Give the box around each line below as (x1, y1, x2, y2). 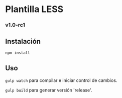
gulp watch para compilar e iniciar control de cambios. (5, 77, 117, 83)
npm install (5, 50, 30, 55)
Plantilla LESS (5, 4, 64, 15)
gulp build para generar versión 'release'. (5, 87, 92, 93)
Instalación (5, 37, 41, 46)
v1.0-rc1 (5, 22, 25, 29)
